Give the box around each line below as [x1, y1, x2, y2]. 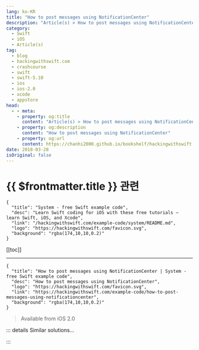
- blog [11, 53, 28, 59]
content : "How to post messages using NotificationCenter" [21, 130, 171, 136]
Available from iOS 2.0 [20, 315, 75, 322]
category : [6, 25, 31, 31]
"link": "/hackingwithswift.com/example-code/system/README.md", [11, 220, 176, 226]
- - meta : [11, 108, 36, 114]
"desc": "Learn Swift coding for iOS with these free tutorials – [11, 210, 179, 216]
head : [6, 102, 20, 109]
